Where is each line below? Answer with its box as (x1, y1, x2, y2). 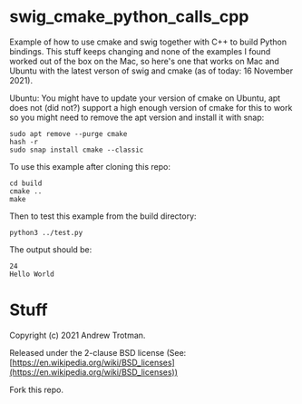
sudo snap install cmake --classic (9, 145, 144, 154)
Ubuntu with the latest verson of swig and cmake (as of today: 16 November (9, 65, 293, 76)
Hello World (9, 270, 54, 279)
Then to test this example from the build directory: (9, 211, 197, 222)
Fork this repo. (9, 384, 63, 395)
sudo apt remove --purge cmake (9, 129, 128, 138)
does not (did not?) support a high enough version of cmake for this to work (9, 102, 293, 113)
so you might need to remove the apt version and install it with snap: (9, 112, 265, 123)
